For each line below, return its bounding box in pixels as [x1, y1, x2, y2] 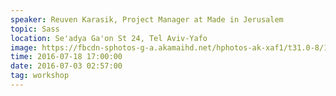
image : [10, 42, 38, 53]
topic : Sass [10, 24, 60, 34]
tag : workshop [10, 71, 70, 81]
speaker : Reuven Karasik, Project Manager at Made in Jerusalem [10, 14, 284, 25]
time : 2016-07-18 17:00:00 [10, 52, 123, 62]
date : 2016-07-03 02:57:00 [10, 61, 123, 71]
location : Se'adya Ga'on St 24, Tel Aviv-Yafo [10, 33, 208, 43]
